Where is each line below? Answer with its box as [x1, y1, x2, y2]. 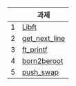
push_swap [21, 67, 59, 77]
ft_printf [21, 45, 48, 54]
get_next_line [21, 34, 66, 43]
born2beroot [21, 56, 64, 65]
